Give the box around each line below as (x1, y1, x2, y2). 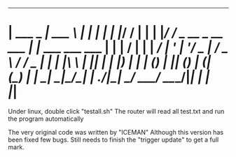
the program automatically (8, 114, 84, 123)
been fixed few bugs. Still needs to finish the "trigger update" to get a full (8, 135, 219, 144)
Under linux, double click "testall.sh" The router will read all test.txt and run (8, 107, 225, 115)
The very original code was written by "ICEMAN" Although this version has (8, 128, 223, 136)
